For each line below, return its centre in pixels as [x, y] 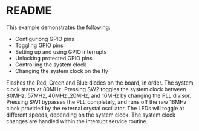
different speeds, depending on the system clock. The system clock [91, 115]
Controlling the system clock [51, 65]
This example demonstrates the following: [58, 27]
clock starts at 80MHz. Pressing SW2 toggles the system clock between [96, 89]
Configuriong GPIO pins [44, 39]
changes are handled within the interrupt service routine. [77, 121]
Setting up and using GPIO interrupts [61, 51]
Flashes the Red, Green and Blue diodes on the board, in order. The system [100, 83]
